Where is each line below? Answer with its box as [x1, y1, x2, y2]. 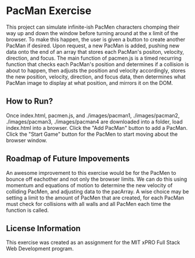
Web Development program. [6, 245, 74, 252]
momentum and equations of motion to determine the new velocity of [6, 181, 173, 188]
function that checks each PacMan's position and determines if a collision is [6, 60, 189, 68]
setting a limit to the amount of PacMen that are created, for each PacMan [6, 194, 184, 201]
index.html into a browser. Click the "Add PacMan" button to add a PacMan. [6, 124, 188, 131]
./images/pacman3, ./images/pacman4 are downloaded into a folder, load [6, 118, 183, 125]
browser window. [6, 136, 48, 144]
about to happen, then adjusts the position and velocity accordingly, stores [6, 67, 186, 74]
